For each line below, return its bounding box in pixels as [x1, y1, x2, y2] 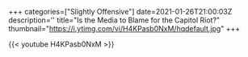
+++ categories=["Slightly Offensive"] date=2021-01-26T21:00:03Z [8, 7, 233, 16]
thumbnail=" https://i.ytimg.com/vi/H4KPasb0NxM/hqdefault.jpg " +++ [8, 24, 241, 33]
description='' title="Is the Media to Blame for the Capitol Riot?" [8, 15, 221, 25]
